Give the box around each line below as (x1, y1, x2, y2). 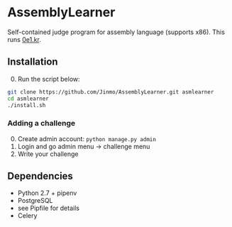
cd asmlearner (7, 95, 50, 102)
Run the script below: (17, 74, 80, 83)
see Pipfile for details (17, 204, 80, 213)
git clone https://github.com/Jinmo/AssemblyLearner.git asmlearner (7, 88, 214, 96)
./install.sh (7, 101, 46, 109)
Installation (7, 56, 58, 68)
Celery (17, 211, 38, 220)
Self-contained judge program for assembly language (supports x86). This (7, 28, 226, 36)
